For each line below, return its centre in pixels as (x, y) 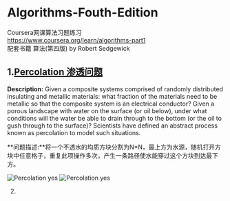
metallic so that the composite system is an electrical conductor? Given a (111, 104)
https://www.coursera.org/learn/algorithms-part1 (76, 40)
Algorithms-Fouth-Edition (83, 13)
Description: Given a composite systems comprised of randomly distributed (115, 89)
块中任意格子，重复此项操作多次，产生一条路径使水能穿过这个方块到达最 (109, 155)
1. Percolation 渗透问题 (55, 72)
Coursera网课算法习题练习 (44, 32)
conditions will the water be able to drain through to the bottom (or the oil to (115, 118)
